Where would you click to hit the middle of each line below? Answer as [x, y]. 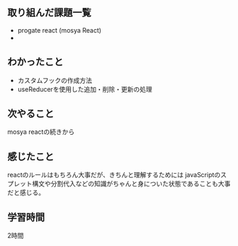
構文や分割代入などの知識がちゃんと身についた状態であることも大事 [131, 184]
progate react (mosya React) [59, 30]
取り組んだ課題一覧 [49, 13]
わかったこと [35, 62]
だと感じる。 [26, 193]
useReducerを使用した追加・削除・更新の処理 [85, 89]
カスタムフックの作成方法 [55, 80]
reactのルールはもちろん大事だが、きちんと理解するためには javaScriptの [114, 175]
